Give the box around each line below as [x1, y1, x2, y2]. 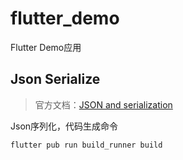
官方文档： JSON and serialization [34, 98, 173, 111]
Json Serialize [10, 71, 101, 88]
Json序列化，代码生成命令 [10, 120, 119, 132]
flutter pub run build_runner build [10, 140, 163, 150]
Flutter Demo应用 [10, 41, 82, 53]
